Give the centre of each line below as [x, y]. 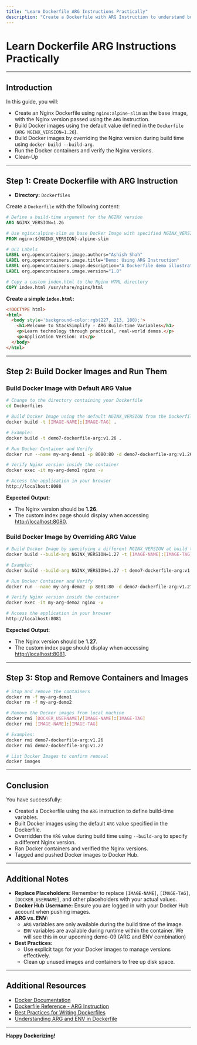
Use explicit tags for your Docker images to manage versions [97, 949]
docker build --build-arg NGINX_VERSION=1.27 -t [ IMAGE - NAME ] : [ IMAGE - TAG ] [99, 555]
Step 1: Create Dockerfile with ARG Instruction [92, 181]
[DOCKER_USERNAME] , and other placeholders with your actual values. [96, 899]
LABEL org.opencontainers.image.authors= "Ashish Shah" [74, 255]
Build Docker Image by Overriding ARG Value [71, 537]
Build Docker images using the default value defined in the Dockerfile [99, 126]
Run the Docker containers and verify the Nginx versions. [84, 151]
